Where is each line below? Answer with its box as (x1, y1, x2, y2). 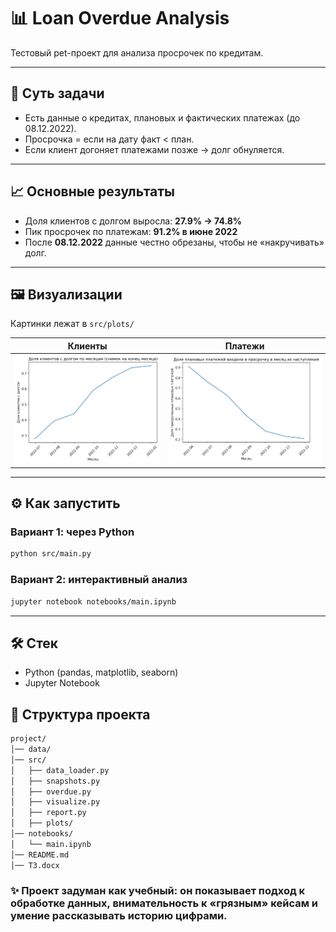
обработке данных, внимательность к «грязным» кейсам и (10, 896, 319, 910)
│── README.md (10, 850, 70, 860)
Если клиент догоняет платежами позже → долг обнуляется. (24, 143, 285, 155)
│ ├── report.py (10, 808, 87, 818)
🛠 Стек (10, 635, 59, 652)
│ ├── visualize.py (10, 797, 101, 807)
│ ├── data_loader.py (10, 765, 110, 775)
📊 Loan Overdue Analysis (10, 7, 230, 30)
